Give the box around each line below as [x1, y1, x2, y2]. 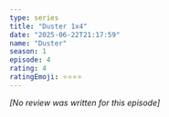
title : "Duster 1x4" [9, 22, 89, 31]
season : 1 [9, 47, 48, 56]
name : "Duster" [9, 38, 68, 48]
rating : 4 [9, 64, 48, 73]
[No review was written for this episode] [9, 97, 161, 108]
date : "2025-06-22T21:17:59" [9, 30, 121, 39]
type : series [9, 13, 59, 23]
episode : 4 [9, 55, 51, 64]
